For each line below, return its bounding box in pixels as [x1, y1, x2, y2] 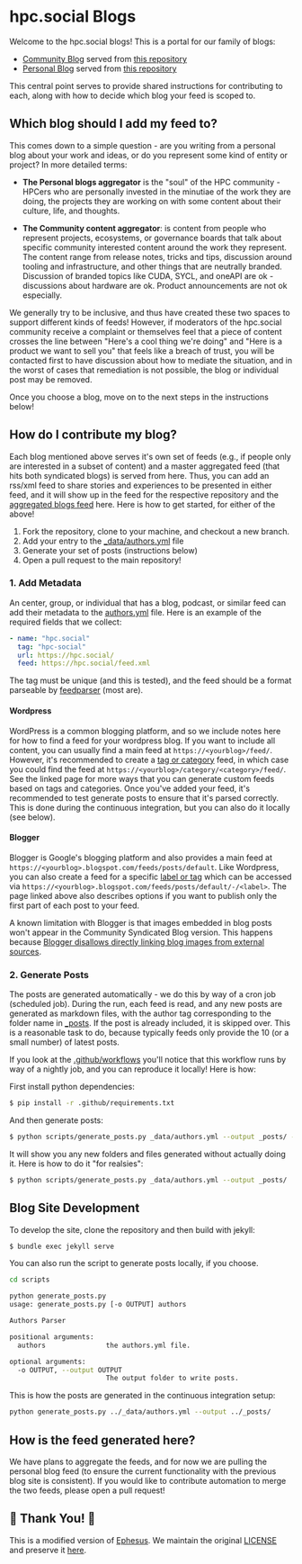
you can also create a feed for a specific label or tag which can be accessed [9, 871, 292, 882]
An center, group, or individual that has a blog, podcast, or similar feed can [9, 597, 286, 608]
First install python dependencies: [9, 1082, 135, 1092]
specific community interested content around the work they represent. [22, 241, 288, 253]
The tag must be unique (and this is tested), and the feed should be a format [9, 675, 292, 686]
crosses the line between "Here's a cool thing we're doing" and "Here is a [9, 336, 283, 346]
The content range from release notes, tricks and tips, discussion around [22, 251, 292, 262]
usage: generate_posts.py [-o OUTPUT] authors [9, 1300, 187, 1309]
